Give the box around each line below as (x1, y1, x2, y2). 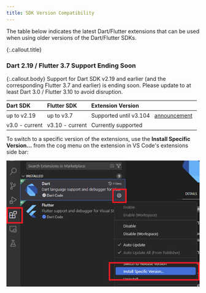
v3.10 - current (47, 121, 87, 129)
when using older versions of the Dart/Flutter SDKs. (6, 34, 137, 41)
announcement (154, 112, 193, 119)
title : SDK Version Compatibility (6, 10, 95, 16)
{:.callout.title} (6, 46, 42, 53)
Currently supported (91, 121, 143, 129)
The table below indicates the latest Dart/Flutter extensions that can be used (6, 28, 200, 35)
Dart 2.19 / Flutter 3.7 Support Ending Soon (6, 61, 136, 70)
